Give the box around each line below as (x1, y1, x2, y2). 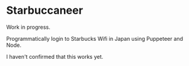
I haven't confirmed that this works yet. (6, 53, 104, 60)
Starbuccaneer (6, 4, 83, 17)
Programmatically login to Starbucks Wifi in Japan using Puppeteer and (6, 35, 184, 42)
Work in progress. (6, 23, 51, 31)
